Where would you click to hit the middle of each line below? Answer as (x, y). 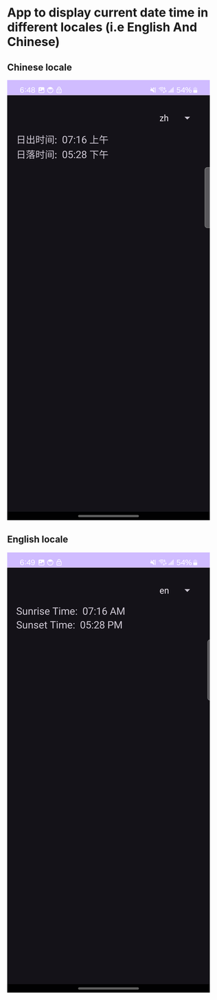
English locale (38, 540)
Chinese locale (39, 67)
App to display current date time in (108, 13)
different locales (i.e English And (102, 27)
